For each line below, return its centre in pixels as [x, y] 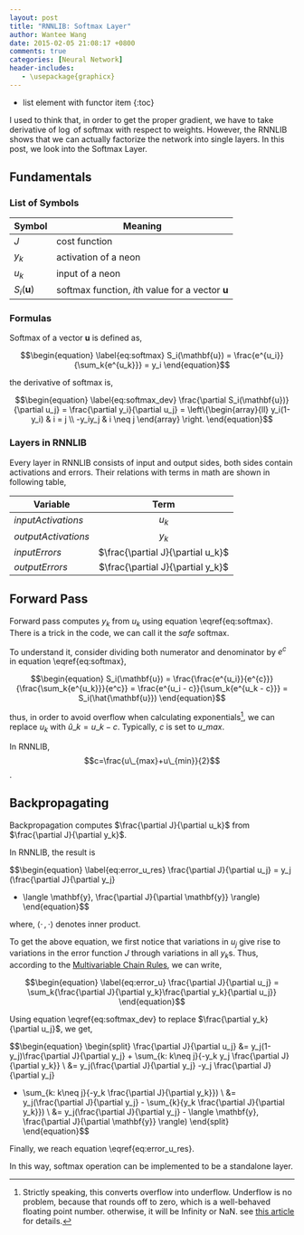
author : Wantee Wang [48, 34]
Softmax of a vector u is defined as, [76, 338]
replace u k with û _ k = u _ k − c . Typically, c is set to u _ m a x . [117, 727]
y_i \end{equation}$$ [191, 365]
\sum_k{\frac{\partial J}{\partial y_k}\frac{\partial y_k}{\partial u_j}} [152, 993]
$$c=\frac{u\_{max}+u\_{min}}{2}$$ [152, 760]
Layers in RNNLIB [48, 442]
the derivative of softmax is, [61, 383]
